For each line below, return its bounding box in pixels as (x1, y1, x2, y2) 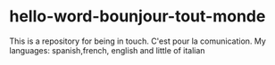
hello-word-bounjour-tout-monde (9, 6, 266, 27)
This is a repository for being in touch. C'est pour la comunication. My (9, 36, 266, 46)
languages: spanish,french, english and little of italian (9, 45, 205, 55)
